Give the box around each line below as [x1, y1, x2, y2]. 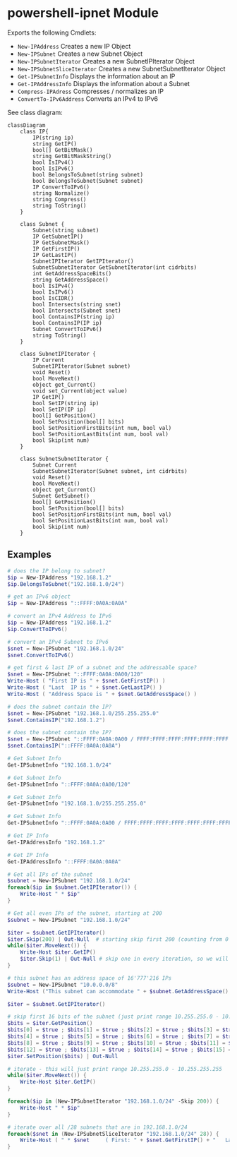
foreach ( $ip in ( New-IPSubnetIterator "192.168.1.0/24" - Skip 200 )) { [7, 1098, 219, 1105]
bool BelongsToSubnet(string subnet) [32, 171, 143, 178]
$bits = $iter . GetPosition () [7, 1020, 93, 1027]
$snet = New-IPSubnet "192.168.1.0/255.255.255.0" [7, 709, 159, 717]
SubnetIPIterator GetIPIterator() [32, 258, 134, 265]
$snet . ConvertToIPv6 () [7, 652, 74, 659]
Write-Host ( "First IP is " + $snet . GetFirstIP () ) [7, 678, 166, 685]
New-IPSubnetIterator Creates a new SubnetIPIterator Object [17, 56, 195, 65]
